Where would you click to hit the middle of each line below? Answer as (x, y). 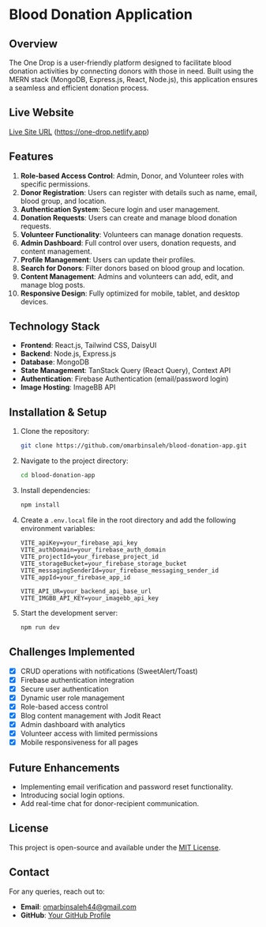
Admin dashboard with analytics (73, 724)
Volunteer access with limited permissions (89, 733)
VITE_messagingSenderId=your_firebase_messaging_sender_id (120, 571)
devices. (34, 301)
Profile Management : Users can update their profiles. (108, 259)
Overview (34, 44)
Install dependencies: (55, 490)
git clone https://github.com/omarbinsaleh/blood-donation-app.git (133, 446)
